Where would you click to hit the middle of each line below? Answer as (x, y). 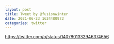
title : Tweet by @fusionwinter (37, 14)
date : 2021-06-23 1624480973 (34, 18)
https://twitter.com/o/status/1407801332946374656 (57, 37)
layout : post (18, 9)
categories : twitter (26, 23)
